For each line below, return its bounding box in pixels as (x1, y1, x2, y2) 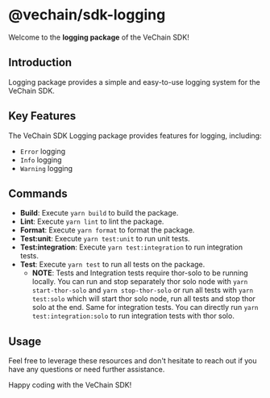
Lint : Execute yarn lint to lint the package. (19, 216, 164, 227)
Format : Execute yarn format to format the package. (19, 225, 195, 235)
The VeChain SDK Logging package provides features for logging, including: (8, 131, 262, 140)
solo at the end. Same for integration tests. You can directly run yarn (31, 303, 260, 312)
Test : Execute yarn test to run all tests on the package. (19, 260, 206, 270)
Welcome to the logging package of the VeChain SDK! (8, 32, 189, 42)
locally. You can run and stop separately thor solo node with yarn (31, 277, 248, 287)
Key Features (8, 109, 77, 123)
